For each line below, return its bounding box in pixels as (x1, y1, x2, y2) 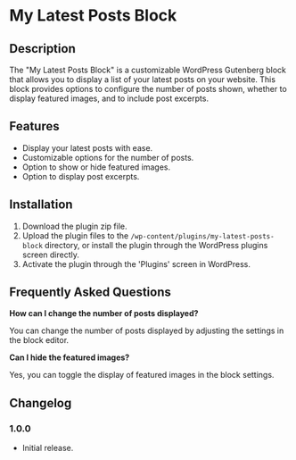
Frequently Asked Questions (9, 285, 172, 300)
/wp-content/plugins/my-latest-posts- (130, 231, 275, 241)
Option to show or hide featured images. (21, 162, 171, 172)
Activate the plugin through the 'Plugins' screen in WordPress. (21, 258, 251, 269)
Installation (9, 197, 73, 213)
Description (9, 41, 76, 56)
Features (9, 119, 60, 134)
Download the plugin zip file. (21, 221, 127, 231)
